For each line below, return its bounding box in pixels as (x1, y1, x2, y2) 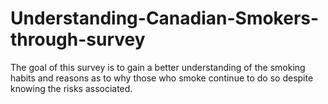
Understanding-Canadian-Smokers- (10, 7, 320, 30)
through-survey (10, 28, 146, 51)
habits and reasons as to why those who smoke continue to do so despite (10, 72, 314, 84)
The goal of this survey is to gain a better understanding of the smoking (10, 61, 306, 73)
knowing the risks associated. (10, 82, 133, 94)
